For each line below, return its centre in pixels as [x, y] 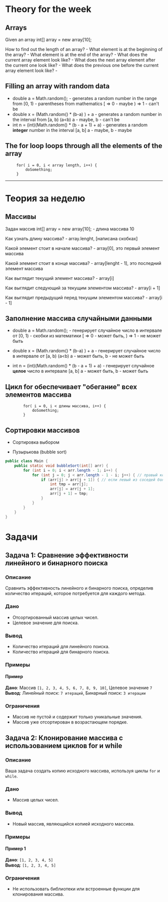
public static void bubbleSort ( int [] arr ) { [61, 466]
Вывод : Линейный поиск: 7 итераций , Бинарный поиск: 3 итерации [75, 693]
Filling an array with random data [57, 86]
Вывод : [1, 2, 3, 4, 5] [30, 865]
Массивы [21, 217]
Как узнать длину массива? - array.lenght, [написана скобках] [71, 238]
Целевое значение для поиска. [45, 623]
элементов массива [38, 395]
